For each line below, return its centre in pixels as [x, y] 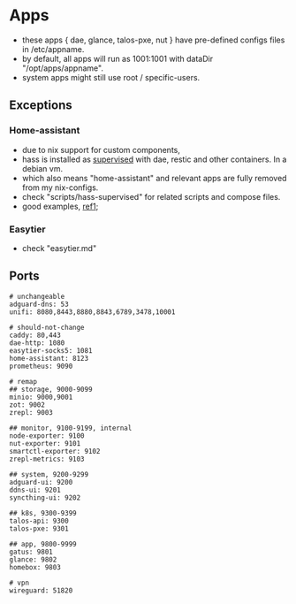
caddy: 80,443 [35, 335]
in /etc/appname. [53, 49]
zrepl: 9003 [31, 412]
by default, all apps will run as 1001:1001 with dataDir [118, 58]
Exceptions [41, 106]
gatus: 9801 [31, 552]
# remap [23, 381]
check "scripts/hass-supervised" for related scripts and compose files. [151, 196]
